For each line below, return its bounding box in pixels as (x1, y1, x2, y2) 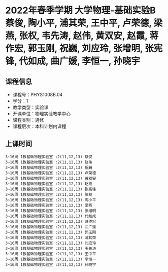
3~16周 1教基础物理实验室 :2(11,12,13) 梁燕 (5, 202, 92, 208)
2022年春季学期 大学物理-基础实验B (5, 5, 156, 16)
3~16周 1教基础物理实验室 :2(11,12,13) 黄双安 (5, 176, 96, 181)
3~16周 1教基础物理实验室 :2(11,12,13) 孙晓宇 (5, 262, 96, 267)
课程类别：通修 (12, 117, 44, 123)
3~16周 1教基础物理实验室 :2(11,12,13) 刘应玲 (5, 241, 96, 246)
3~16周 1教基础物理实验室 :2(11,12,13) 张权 (5, 192, 92, 197)
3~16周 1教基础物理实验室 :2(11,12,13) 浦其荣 (5, 235, 96, 240)
